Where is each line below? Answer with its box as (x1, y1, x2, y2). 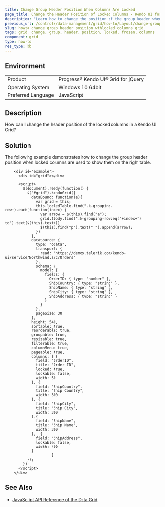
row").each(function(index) (5, 208, 63, 213)
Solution (5, 141, 31, 149)
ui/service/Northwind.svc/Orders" (5, 255, 76, 260)
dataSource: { (31, 238, 60, 243)
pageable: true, (31, 350, 65, 355)
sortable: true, (31, 324, 65, 329)
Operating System (7, 84, 50, 91)
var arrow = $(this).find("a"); (40, 212, 107, 217)
